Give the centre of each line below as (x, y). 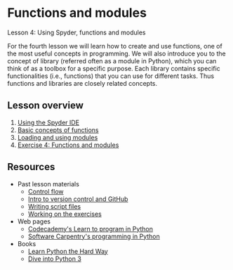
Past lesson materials (48, 184)
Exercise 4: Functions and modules (68, 145)
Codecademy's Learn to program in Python (90, 229)
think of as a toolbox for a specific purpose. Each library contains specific (114, 68)
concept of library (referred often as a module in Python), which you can (112, 60)
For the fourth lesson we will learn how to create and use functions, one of (115, 46)
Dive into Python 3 (55, 259)
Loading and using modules (58, 137)
